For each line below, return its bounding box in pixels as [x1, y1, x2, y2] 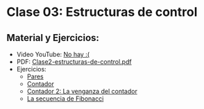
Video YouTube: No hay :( [16, 50, 90, 58]
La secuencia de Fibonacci [26, 94, 104, 103]
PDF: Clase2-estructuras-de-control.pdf [16, 58, 133, 66]
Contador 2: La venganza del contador [26, 87, 138, 95]
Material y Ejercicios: [6, 32, 100, 44]
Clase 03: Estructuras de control [6, 4, 198, 20]
